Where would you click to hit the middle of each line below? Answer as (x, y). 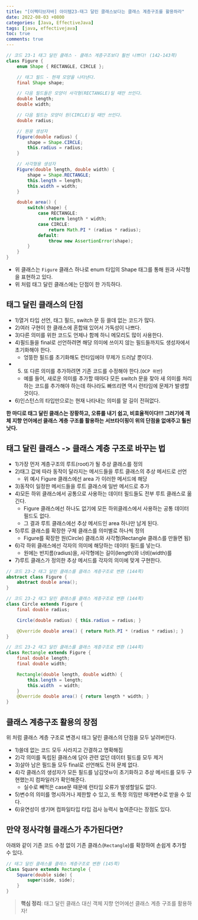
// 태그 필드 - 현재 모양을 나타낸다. (56, 77)
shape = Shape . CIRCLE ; (55, 142)
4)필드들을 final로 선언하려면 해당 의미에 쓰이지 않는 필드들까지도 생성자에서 (102, 342)
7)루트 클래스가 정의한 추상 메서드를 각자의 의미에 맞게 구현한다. (88, 560)
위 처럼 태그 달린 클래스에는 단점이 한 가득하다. (68, 284)
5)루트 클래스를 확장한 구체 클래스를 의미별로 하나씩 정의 (79, 531)
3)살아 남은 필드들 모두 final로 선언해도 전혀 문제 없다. (77, 765)
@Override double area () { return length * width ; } (83, 697)
